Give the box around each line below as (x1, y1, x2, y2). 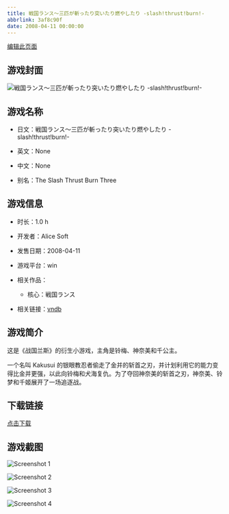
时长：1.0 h (16, 217, 49, 226)
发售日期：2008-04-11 (16, 246, 81, 255)
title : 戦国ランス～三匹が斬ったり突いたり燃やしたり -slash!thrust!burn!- (7, 10, 205, 17)
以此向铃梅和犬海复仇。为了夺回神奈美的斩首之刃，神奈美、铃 (49, 369, 223, 377)
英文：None (16, 147, 51, 155)
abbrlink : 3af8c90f (7, 16, 63, 23)
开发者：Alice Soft (16, 232, 68, 240)
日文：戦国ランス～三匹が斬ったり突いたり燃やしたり (16, 125, 167, 133)
